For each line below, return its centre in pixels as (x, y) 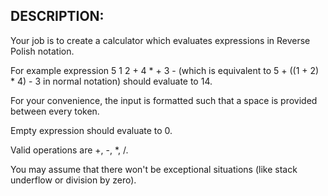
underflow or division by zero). (73, 180)
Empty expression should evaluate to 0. (91, 130)
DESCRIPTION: (57, 16)
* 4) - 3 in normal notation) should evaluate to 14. (111, 81)
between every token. (55, 111)
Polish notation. (42, 51)
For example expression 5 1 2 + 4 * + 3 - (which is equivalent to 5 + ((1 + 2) (165, 70)
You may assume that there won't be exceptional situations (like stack (154, 169)
